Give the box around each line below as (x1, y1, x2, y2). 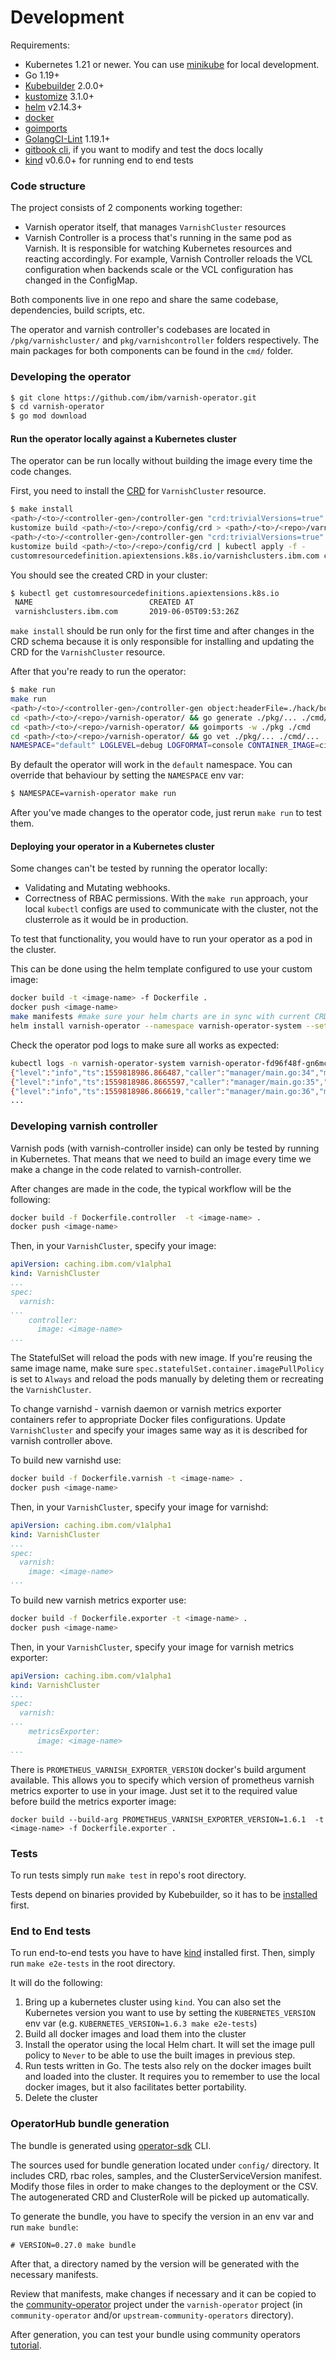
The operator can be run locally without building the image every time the (10, 455, 313, 467)
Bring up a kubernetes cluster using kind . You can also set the (24, 1996, 282, 2008)
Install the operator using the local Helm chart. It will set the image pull (24, 2039, 315, 2051)
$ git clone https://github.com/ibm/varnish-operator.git (10, 392, 257, 403)
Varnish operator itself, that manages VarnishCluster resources (24, 221, 287, 233)
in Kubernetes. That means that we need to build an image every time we (10, 1152, 312, 1165)
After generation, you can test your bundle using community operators (10, 2328, 301, 2340)
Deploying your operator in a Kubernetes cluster (10, 840, 215, 852)
